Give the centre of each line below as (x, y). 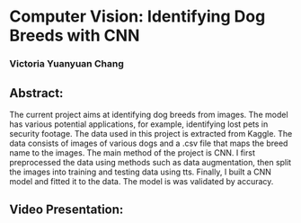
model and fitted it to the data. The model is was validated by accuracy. (142, 181)
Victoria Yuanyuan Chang (66, 64)
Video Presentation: (66, 210)
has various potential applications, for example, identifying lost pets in (139, 124)
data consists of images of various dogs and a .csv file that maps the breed (149, 143)
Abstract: (36, 93)
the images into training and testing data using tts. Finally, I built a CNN (141, 172)
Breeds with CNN (75, 36)
